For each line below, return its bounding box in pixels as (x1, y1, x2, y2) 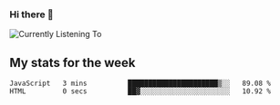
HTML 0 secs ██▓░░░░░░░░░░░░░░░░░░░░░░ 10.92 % (9, 87, 272, 96)
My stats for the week (9, 54, 136, 71)
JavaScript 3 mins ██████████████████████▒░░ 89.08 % (9, 79, 272, 89)
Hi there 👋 (9, 8, 55, 21)
